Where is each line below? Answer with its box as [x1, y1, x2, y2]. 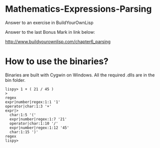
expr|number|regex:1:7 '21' [9, 117, 67, 122]
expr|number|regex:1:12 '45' [9, 125, 69, 130]
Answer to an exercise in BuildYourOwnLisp [5, 20, 94, 25]
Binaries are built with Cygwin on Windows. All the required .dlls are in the [5, 72, 155, 78]
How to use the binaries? [5, 56, 109, 67]
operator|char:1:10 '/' [9, 121, 58, 126]
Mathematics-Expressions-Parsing [5, 3, 152, 15]
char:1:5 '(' [9, 112, 36, 117]
